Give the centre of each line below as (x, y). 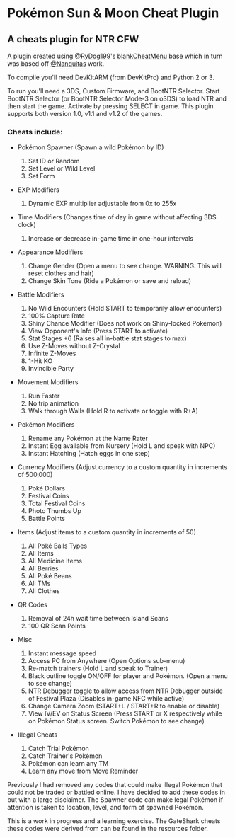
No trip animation (53, 403)
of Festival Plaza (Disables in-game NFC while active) (106, 699)
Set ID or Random (54, 161)
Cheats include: (35, 132)
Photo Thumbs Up (55, 511)
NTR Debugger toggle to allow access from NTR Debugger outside (125, 691)
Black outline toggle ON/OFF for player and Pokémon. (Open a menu (128, 676)
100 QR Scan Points (57, 626)
